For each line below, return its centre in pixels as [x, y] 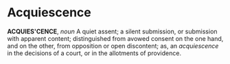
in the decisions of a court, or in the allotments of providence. [94, 53]
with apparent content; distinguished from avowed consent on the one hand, [115, 38]
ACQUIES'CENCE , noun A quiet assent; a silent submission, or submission [112, 31]
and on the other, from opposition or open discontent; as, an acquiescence [113, 46]
